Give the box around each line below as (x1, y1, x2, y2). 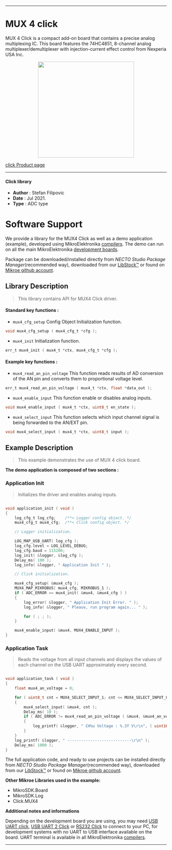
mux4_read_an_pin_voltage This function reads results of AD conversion (12, 370, 164, 376)
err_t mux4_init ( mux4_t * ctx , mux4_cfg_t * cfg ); (5, 348, 118, 353)
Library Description (5, 282, 69, 291)
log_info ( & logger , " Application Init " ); (14, 562, 111, 567)
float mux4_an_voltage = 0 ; (14, 686, 74, 691)
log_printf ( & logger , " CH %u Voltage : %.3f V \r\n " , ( (32, 724, 153, 729)
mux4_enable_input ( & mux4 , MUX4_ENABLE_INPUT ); (14, 628, 120, 633)
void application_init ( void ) (5, 505, 74, 511)
